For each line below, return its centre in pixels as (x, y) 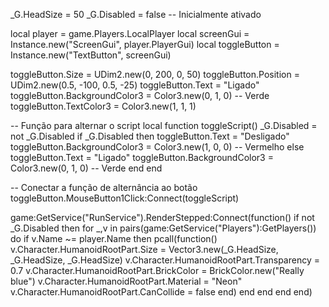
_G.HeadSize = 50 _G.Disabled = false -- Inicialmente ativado (136, 14)
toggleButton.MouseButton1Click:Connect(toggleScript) (125, 198)
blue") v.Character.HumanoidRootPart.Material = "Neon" (126, 281)
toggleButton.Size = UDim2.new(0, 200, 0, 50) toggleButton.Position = (155, 74)
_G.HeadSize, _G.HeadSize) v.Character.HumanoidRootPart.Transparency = (165, 260)
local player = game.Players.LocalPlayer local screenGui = (130, 33)
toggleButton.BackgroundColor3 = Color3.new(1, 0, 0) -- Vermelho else (157, 147)
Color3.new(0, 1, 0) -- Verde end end (86, 168)
